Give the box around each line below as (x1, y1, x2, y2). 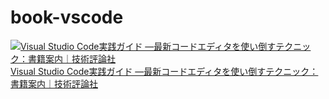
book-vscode (10, 6, 124, 29)
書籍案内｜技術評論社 (10, 77, 98, 90)
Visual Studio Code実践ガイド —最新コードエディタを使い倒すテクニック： (10, 65, 319, 77)
